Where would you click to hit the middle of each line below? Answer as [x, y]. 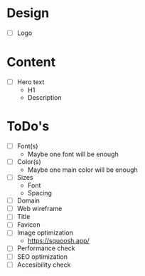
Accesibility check [44, 265]
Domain [28, 200]
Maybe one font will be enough [73, 154]
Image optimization [45, 232]
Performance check [46, 248]
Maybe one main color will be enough [82, 170]
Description [44, 97]
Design [28, 13]
